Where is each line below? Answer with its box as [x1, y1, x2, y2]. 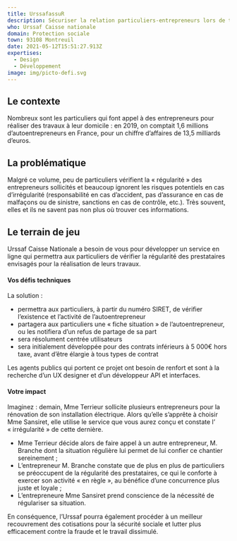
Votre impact [7, 387, 47, 395]
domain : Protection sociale [7, 30, 90, 37]
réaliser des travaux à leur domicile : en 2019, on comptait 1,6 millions [7, 121, 209, 130]
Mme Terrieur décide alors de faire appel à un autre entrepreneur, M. [17, 439, 218, 447]
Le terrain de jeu [7, 226, 80, 238]
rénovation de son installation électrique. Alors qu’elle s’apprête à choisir [7, 410, 219, 419]
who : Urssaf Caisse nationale [7, 23, 97, 30]
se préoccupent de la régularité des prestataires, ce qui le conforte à [17, 469, 217, 478]
